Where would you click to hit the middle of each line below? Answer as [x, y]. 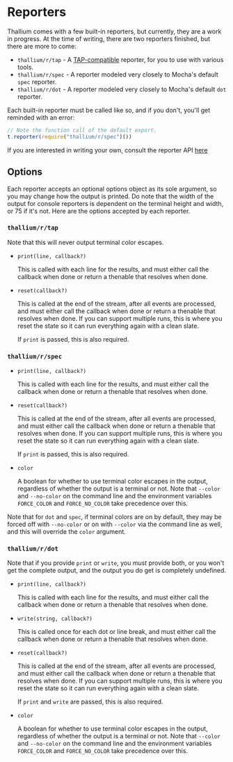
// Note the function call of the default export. [82, 130]
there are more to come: [42, 46]
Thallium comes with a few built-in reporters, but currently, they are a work [114, 31]
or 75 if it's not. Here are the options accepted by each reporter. [99, 211]
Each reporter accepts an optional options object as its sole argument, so [112, 189]
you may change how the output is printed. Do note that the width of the [111, 196]
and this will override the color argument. [67, 532]
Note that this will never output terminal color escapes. [86, 242]
